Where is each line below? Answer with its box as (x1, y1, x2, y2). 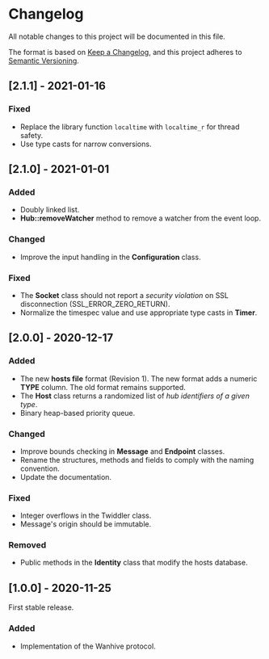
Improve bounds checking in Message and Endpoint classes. (19, 446, 225, 456)
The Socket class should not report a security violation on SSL (19, 290, 229, 300)
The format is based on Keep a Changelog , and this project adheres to (8, 47, 242, 57)
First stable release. (8, 602, 74, 612)
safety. (19, 130, 44, 140)
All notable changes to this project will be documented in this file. (8, 31, 226, 41)
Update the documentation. (19, 472, 111, 481)
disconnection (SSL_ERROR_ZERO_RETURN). (19, 299, 171, 309)
